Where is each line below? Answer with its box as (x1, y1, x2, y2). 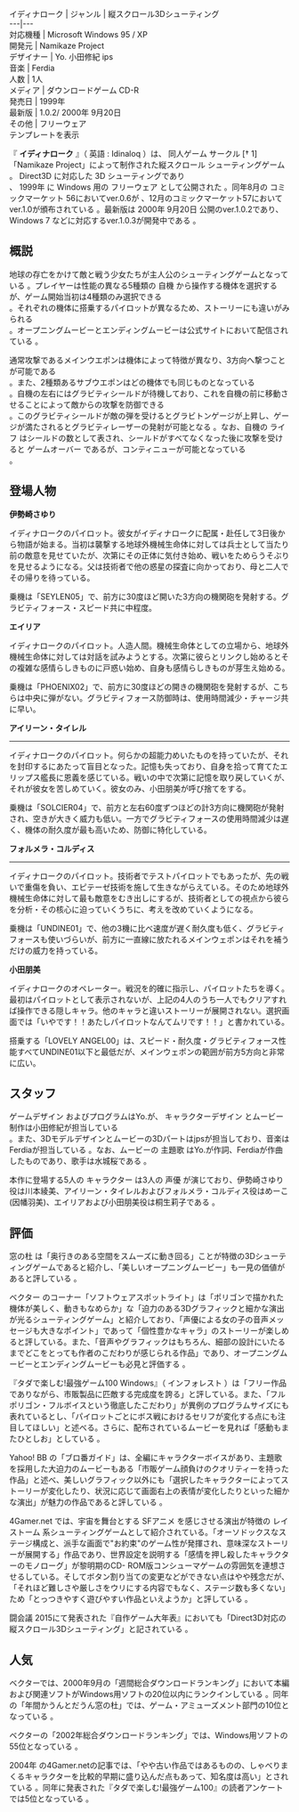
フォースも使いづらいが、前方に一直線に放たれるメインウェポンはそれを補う (9, 934, 290, 945)
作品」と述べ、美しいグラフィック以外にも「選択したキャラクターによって (9, 1475, 282, 1485)
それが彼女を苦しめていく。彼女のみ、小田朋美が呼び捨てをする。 (9, 783, 251, 793)
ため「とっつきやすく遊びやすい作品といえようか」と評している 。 (9, 1594, 254, 1605)
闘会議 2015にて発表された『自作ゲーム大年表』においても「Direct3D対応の (9, 1613, 287, 1623)
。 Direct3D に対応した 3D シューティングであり (9, 171, 185, 181)
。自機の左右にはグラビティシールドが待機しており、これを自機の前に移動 (9, 387, 281, 399)
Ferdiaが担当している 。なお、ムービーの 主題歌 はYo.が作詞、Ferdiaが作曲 (9, 1144, 283, 1156)
